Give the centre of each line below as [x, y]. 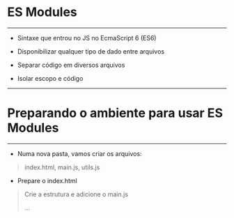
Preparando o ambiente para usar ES [115, 113]
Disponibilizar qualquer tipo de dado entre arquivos [91, 51]
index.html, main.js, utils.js [62, 167]
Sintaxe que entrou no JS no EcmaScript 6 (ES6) [87, 38]
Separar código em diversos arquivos [71, 65]
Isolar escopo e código [50, 78]
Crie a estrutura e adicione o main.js [76, 194]
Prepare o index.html [47, 180]
